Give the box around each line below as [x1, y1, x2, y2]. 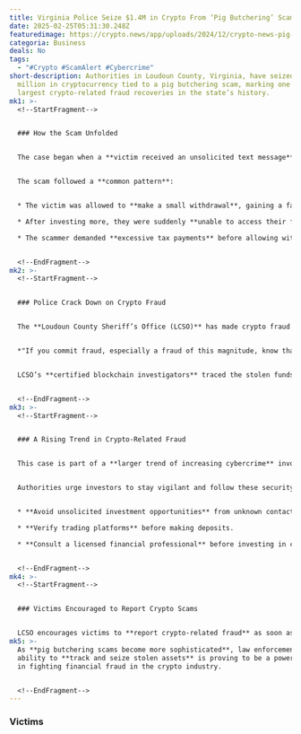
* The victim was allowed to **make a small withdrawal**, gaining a [17, 201, 282, 210]
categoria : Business [9, 38, 87, 48]
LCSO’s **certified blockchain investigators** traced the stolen [17, 370, 271, 380]
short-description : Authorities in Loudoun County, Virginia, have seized [9, 72, 295, 81]
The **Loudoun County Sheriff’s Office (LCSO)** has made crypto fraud [17, 322, 291, 332]
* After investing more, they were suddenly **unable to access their [17, 217, 287, 226]
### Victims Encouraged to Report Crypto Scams [17, 605, 199, 614]
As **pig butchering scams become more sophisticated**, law [17, 645, 251, 654]
